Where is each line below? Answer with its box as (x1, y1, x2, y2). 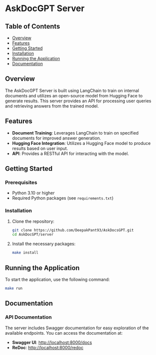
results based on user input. (12, 145, 68, 151)
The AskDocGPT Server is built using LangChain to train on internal (5, 88, 140, 93)
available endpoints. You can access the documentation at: (5, 330, 123, 336)
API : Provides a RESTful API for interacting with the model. (12, 151, 129, 156)
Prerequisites (5, 179, 37, 185)
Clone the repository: (12, 218, 55, 224)
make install (12, 250, 39, 255)
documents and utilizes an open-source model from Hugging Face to (5, 93, 143, 98)
